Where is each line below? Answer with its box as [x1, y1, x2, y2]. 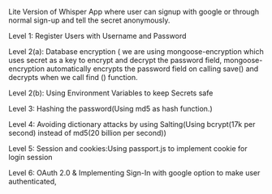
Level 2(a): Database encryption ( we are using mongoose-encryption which [8, 47, 264, 56]
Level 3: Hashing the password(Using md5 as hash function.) [8, 104, 213, 113]
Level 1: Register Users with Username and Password [8, 32, 187, 40]
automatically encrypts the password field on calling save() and [45, 64, 259, 74]
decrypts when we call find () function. [8, 73, 138, 82]
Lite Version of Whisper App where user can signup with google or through [8, 7, 260, 16]
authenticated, [8, 177, 57, 186]
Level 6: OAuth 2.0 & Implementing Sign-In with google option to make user [8, 168, 261, 177]
